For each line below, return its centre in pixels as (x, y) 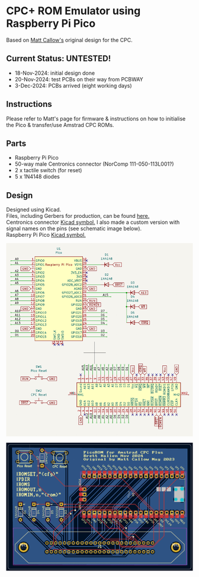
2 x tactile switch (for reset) (48, 170)
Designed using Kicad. (34, 210)
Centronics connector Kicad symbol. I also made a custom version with (93, 222)
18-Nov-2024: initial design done (55, 73)
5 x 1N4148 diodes (37, 177)
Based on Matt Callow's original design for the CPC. (69, 40)
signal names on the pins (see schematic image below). (74, 229)
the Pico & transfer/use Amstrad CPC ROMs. (60, 125)
